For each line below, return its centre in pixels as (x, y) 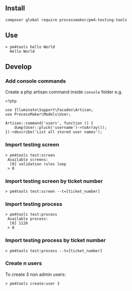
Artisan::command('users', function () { (49, 123)
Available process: (28, 219)
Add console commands (36, 81)
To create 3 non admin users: (36, 274)
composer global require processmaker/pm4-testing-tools (66, 20)
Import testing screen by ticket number (54, 181)
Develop (18, 67)
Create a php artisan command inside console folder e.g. (64, 92)
